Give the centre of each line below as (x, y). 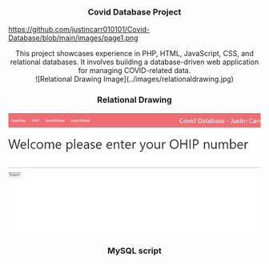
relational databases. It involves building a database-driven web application (134, 62)
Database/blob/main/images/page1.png (73, 38)
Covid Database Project (134, 12)
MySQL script (134, 250)
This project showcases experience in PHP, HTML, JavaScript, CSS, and (134, 54)
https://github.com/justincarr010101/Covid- (79, 30)
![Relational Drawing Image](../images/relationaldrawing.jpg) (134, 79)
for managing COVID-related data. (134, 71)
